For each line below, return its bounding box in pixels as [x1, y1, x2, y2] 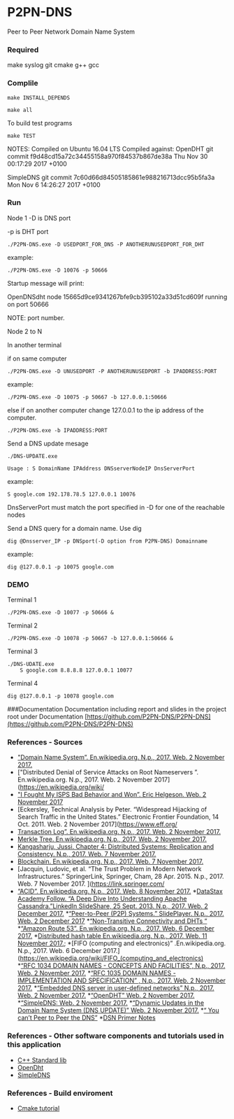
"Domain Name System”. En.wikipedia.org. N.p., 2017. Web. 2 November [17, 753, 225, 762]
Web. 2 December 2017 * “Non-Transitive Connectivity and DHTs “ [17, 917, 207, 925]
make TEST [7, 132, 36, 139]
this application [7, 1040, 61, 1050]
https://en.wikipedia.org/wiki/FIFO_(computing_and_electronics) [20, 954, 204, 963]
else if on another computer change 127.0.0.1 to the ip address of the [7, 405, 204, 414]
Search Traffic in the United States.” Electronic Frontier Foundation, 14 [17, 813, 219, 821]
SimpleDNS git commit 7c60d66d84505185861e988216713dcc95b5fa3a [7, 173, 215, 181]
